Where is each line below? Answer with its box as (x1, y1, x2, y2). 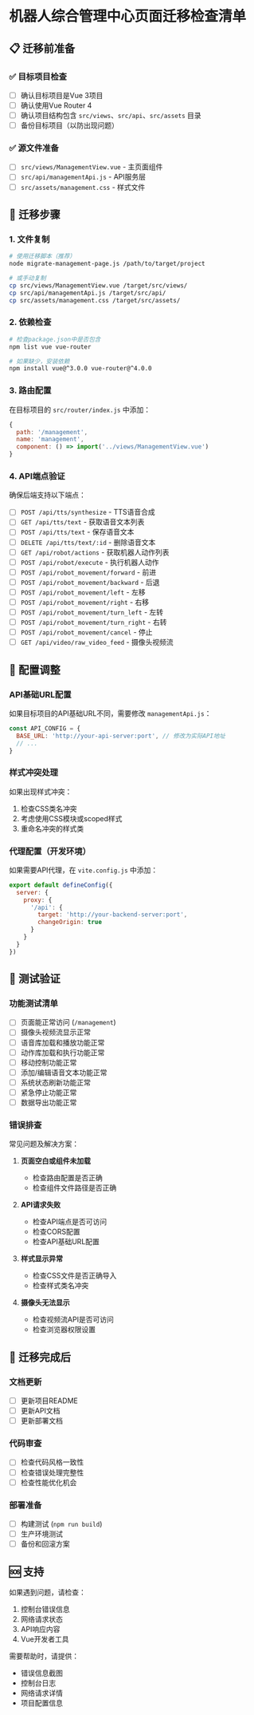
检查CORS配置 (32, 1227, 80, 1237)
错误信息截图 (20, 1668, 63, 1677)
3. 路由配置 (9, 385, 52, 396)
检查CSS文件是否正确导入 (32, 1270, 117, 1281)
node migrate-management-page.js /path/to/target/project (9, 260, 205, 268)
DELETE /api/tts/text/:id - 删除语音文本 (20, 537, 156, 547)
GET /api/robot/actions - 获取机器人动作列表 (20, 547, 170, 557)
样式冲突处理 (9, 767, 59, 778)
